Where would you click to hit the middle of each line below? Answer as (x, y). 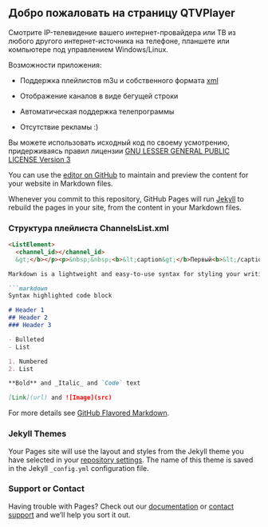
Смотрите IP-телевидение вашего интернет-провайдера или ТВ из (122, 32)
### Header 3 (30, 325)
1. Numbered (28, 361)
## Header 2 (28, 318)
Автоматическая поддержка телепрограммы (97, 111)
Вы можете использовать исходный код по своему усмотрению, (119, 142)
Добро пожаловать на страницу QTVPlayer (122, 13)
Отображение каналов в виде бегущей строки (99, 96)
